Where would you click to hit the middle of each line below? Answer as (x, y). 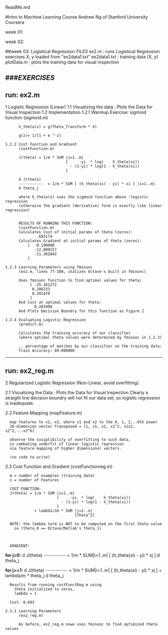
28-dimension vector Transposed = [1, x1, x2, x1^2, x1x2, (72, 427)
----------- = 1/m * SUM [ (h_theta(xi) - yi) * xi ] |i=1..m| (87, 184)
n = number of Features (34, 480)
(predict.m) (31, 325)
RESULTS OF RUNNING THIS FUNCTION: (55, 223)
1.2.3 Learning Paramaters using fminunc (49, 267)
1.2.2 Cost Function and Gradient (41, 144)
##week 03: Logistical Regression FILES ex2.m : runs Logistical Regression (82, 51)
